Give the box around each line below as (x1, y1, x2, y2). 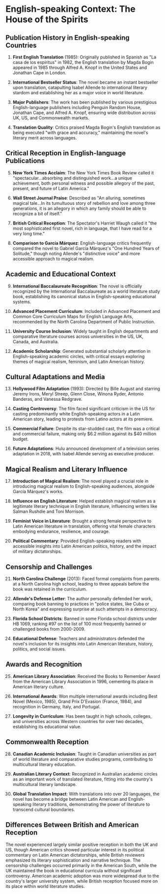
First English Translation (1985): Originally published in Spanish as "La (12, 54, 157, 60)
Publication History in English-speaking (5, 33, 130, 42)
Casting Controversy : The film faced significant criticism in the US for (12, 406, 155, 412)
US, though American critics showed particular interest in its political (5, 846, 144, 853)
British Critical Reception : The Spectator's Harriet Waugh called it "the (12, 220, 157, 226)
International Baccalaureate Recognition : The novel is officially (12, 283, 142, 289)
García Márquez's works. (12, 489, 64, 495)
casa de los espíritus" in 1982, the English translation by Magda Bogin (12, 59, 154, 65)
